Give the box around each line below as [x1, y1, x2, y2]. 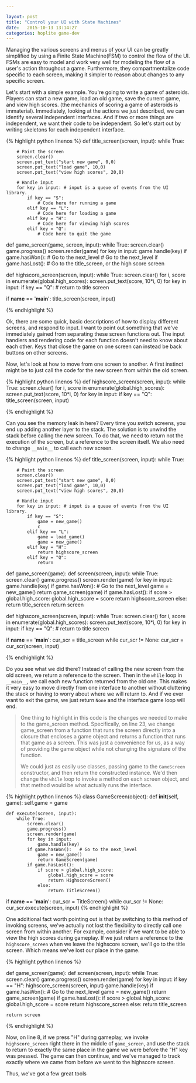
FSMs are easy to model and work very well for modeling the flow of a [6, 59, 176, 66]
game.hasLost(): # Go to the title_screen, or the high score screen [6, 260, 165, 267]
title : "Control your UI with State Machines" [6, 19, 122, 25]
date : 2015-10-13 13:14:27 [6, 25, 77, 31]
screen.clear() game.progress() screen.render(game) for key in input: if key [6, 976, 187, 983]
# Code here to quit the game [37, 231, 111, 237]
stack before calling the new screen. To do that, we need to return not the [6, 432, 184, 439]
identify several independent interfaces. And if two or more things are [6, 114, 174, 121]
